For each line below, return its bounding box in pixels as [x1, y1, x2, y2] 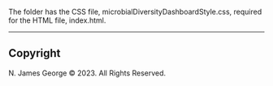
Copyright [8, 46, 61, 60]
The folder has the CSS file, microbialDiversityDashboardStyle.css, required [8, 7, 262, 16]
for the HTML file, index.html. [8, 15, 106, 25]
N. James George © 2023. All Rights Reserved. [8, 68, 167, 78]
